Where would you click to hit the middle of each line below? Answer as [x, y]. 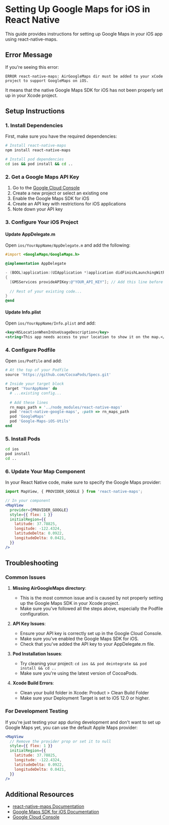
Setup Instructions [35, 111]
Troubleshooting [32, 563]
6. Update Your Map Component [45, 471]
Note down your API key [37, 209]
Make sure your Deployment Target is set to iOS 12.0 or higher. [85, 698]
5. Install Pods [23, 439]
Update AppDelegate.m [30, 234]
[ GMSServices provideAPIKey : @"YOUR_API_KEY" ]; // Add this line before [87, 282]
